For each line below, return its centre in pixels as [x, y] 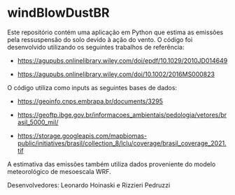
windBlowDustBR [58, 13]
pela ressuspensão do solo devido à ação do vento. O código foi [100, 39]
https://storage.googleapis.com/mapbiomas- [82, 136]
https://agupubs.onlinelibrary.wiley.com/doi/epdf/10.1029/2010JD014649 [122, 60]
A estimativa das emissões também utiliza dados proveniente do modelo [112, 164]
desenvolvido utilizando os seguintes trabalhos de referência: [96, 47]
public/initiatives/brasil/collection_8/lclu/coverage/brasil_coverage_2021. [122, 143]
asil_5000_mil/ [38, 122]
